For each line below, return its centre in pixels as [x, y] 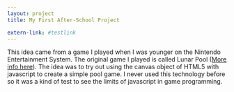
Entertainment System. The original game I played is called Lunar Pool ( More [117, 59]
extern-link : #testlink [42, 33]
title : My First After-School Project [63, 20]
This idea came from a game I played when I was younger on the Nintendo [114, 52]
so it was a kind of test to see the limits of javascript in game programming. [115, 82]
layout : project [31, 13]
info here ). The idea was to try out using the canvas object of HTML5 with [113, 67]
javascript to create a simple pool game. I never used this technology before [116, 74]
